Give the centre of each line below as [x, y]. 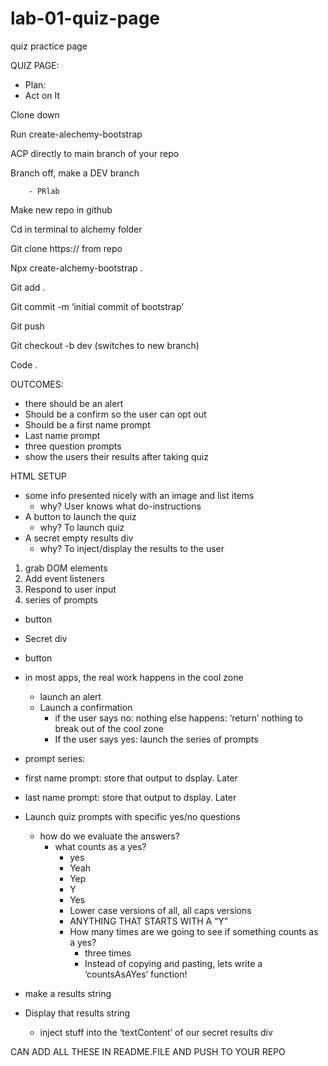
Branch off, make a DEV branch [75, 173]
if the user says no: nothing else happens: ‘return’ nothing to [178, 718]
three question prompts [73, 446]
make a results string [68, 993]
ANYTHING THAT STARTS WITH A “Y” [148, 921]
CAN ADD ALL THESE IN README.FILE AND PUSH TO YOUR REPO [148, 1051]
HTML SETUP [38, 476]
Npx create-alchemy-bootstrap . [76, 268]
